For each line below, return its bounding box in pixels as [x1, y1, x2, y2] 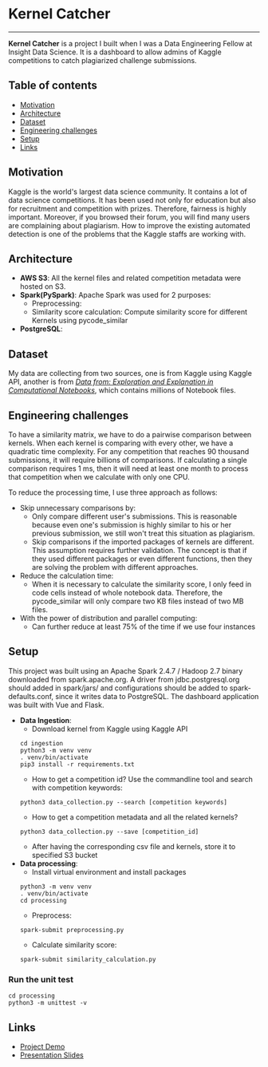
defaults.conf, [8, 691, 54, 701]
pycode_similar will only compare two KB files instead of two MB [31, 596, 244, 606]
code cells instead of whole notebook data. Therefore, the [31, 588, 223, 597]
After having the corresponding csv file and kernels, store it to [31, 841, 236, 851]
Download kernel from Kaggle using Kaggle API [31, 724, 188, 733]
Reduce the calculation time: [19, 571, 114, 580]
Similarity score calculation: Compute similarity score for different [31, 307, 248, 317]
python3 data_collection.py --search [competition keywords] [19, 798, 228, 806]
